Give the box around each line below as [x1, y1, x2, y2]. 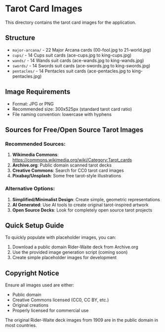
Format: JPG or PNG [12, 101, 54, 107]
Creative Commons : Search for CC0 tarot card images [12, 167, 124, 173]
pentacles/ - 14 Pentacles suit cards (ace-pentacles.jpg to [12, 68, 131, 74]
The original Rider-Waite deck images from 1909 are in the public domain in [5, 317, 159, 323]
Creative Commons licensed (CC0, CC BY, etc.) [12, 297, 109, 303]
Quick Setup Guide [5, 221, 64, 229]
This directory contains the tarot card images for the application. [5, 19, 136, 25]
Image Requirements [5, 88, 71, 96]
